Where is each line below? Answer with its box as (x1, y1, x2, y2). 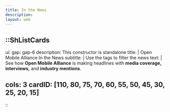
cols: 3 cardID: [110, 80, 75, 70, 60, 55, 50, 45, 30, (5, 80, 165, 89)
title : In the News (5, 7, 47, 13)
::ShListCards (5, 36, 50, 44)
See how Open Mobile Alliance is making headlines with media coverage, (5, 60, 162, 66)
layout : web (5, 17, 31, 22)
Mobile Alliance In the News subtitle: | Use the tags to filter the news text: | (5, 54, 162, 61)
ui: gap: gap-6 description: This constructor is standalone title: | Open (5, 49, 152, 55)
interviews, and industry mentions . (5, 66, 82, 72)
